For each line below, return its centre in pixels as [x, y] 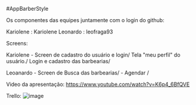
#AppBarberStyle [27, 9]
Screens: [17, 43]
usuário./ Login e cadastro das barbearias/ [59, 61]
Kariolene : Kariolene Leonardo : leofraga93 [60, 32]
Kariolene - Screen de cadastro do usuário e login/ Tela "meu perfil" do [93, 55]
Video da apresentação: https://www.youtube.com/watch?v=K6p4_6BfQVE [98, 84]
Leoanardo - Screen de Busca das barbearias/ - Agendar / [78, 73]
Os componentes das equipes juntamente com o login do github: [85, 20]
